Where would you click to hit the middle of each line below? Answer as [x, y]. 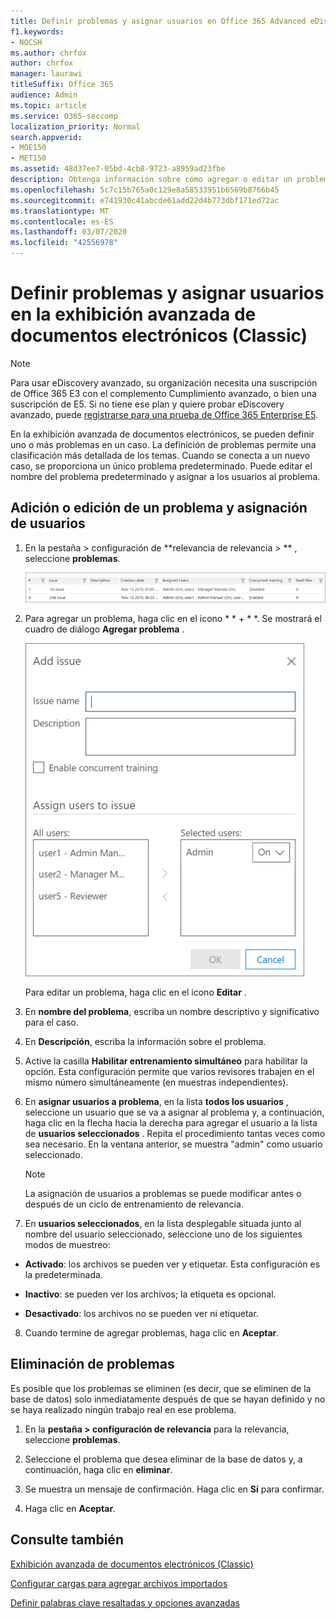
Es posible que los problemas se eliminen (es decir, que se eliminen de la [161, 1388]
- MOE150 [28, 148]
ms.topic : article [48, 105]
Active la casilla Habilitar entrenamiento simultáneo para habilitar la [166, 1061]
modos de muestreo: [67, 1244]
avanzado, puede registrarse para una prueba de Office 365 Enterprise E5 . [164, 414]
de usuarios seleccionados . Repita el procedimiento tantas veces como [175, 1133]
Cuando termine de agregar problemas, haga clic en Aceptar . [152, 1332]
